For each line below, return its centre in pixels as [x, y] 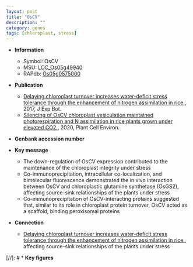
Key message [31, 150]
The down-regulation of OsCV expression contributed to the [95, 162]
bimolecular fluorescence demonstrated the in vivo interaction [98, 180]
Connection [29, 222]
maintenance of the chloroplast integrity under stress [87, 168]
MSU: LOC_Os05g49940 [53, 67]
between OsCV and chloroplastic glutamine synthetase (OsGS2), [101, 186]
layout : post [22, 11]
